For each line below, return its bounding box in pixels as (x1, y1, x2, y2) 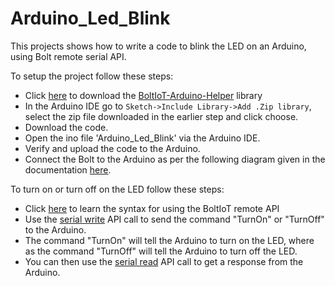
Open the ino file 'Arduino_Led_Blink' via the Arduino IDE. (24, 132, 261, 144)
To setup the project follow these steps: (10, 70, 174, 82)
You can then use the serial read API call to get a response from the (24, 255, 304, 267)
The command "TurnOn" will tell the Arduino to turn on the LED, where (24, 234, 315, 246)
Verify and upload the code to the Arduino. (24, 142, 201, 154)
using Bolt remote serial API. (10, 50, 127, 62)
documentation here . (24, 163, 112, 176)
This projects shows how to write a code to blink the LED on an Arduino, (10, 40, 307, 52)
